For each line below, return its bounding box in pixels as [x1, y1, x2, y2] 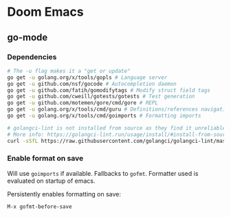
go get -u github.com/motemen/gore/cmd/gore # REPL [7, 100, 158, 106]
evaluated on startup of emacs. [7, 176, 96, 185]
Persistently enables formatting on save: [7, 190, 122, 198]
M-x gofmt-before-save [7, 203, 72, 210]
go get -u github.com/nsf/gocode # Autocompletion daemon [7, 80, 177, 87]
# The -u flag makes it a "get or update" [7, 67, 131, 74]
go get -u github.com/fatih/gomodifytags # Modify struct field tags [7, 87, 211, 93]
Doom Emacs [7, 4, 84, 20]
